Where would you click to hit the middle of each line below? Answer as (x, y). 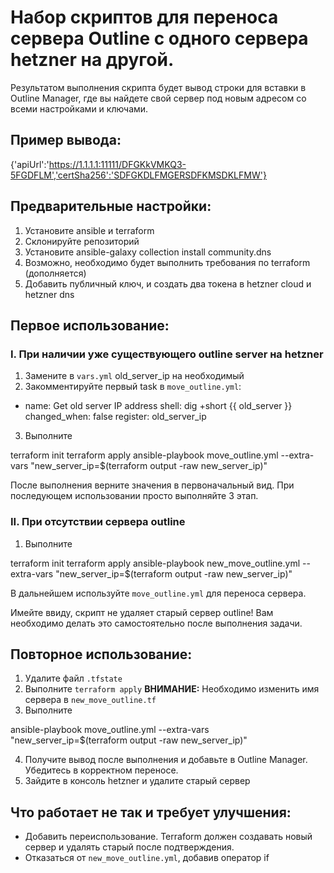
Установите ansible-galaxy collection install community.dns (148, 252)
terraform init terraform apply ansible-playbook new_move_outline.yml (155, 563)
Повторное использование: (101, 654)
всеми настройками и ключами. (79, 108)
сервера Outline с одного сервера (159, 38)
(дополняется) (55, 273)
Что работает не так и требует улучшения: (151, 812)
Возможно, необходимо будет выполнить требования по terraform (167, 262)
